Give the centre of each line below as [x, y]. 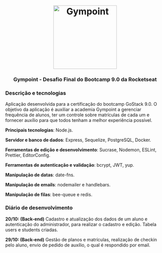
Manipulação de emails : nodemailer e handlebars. [58, 185]
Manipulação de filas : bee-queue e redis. [49, 195]
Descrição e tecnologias [36, 93]
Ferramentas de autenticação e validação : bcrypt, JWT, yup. [70, 165]
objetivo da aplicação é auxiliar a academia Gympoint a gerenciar [73, 110]
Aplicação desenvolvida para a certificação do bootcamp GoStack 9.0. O [81, 104]
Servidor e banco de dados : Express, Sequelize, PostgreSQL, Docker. [78, 140]
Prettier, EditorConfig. [28, 155]
